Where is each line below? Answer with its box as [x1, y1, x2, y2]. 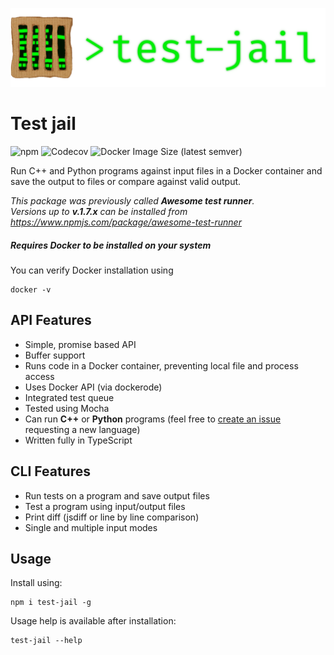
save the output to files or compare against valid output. [10, 175, 242, 187]
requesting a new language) [24, 423, 141, 435]
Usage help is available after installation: [10, 615, 177, 627]
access [24, 370, 55, 382]
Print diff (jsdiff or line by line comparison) [24, 511, 200, 523]
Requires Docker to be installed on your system [10, 239, 212, 251]
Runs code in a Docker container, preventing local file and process [24, 359, 299, 372]
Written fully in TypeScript [24, 434, 133, 446]
